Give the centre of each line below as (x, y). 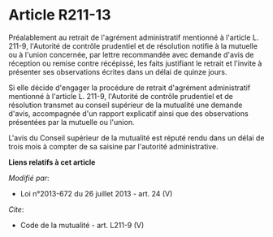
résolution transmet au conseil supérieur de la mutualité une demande (126, 105)
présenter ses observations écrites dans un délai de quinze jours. (118, 71)
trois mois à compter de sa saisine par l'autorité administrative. (113, 146)
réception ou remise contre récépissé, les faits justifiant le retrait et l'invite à (135, 63)
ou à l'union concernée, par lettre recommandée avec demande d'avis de (131, 54)
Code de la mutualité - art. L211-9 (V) (82, 225)
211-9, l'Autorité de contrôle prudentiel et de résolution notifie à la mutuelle (133, 45)
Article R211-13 (60, 15)
